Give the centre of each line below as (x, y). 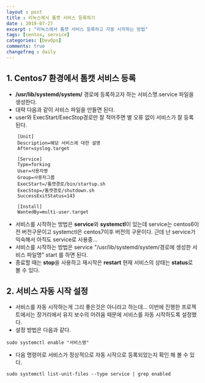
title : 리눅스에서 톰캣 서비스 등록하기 (51, 18)
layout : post (24, 12)
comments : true (26, 47)
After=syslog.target (43, 148)
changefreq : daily (31, 52)
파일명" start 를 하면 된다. (57, 254)
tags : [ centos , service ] (38, 35)
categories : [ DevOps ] (34, 40)
